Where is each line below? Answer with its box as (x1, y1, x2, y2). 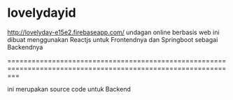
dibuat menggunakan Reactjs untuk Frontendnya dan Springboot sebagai (7, 35, 218, 43)
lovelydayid (7, 5, 76, 21)
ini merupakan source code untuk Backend (7, 85, 131, 93)
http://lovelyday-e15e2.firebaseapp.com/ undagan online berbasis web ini (7, 28, 220, 36)
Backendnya (7, 43, 43, 51)
